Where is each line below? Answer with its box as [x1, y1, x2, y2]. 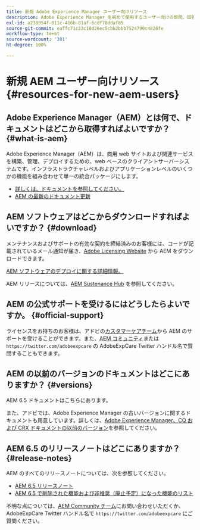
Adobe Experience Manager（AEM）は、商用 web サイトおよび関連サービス [6, 150, 193, 157]
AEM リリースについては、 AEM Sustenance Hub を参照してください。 [6, 280, 178, 287]
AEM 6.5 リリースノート [14, 482, 74, 490]
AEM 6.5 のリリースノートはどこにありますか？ [6, 443, 180, 453]
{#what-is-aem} [6, 133, 68, 144]
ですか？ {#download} [14, 223, 97, 233]
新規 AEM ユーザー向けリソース [6, 75, 160, 88]
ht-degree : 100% [6, 42, 46, 48]
